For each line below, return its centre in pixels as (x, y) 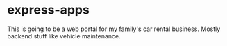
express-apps (49, 10)
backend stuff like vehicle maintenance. (64, 36)
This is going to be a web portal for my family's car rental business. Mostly (114, 29)
